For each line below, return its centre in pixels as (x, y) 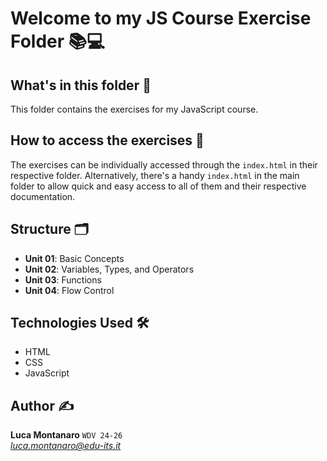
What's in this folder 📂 (81, 85)
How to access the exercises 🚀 (107, 140)
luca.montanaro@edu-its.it (66, 446)
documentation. (43, 196)
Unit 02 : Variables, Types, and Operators (109, 269)
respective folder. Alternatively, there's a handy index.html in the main (155, 175)
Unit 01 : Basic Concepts (74, 258)
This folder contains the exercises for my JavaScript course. (134, 109)
